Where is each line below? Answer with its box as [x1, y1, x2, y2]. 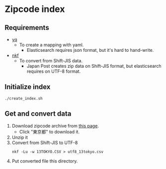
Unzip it [11, 134, 28, 140]
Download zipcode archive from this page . [11, 123, 99, 129]
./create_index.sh [4, 96, 43, 101]
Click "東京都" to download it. [19, 129, 80, 135]
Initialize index [4, 83, 51, 91]
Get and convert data [4, 110, 72, 118]
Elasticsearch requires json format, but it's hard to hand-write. [26, 47, 154, 53]
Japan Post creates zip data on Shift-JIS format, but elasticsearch [26, 63, 162, 69]
